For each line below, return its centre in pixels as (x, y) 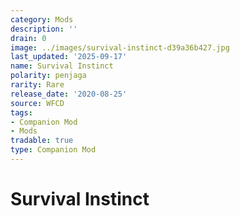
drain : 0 (28, 38)
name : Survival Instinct (62, 66)
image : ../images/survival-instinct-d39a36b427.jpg (120, 47)
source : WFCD (37, 103)
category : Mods (42, 19)
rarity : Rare (37, 85)
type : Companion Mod (53, 150)
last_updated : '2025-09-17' (69, 57)
